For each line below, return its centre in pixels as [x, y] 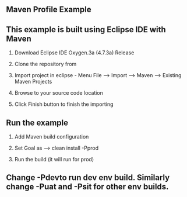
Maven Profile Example [49, 10]
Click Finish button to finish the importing [64, 104]
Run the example [37, 122]
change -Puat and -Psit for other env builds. [87, 187]
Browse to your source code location [59, 93]
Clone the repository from [45, 64]
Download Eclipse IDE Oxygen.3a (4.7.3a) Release [74, 53]
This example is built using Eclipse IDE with [86, 30]
